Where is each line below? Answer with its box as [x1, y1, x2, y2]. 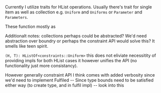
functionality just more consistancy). [5, 63, 78, 68]
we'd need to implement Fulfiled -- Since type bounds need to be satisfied [5, 77, 154, 83]
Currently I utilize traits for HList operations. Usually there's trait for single [5, 4, 152, 10]
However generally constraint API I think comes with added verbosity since [5, 72, 155, 78]
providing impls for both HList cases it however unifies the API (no [5, 58, 137, 63]
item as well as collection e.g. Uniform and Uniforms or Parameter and [5, 9, 142, 15]
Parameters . [5, 14, 28, 20]
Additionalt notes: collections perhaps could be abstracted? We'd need [5, 33, 147, 39]
